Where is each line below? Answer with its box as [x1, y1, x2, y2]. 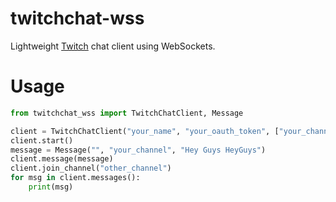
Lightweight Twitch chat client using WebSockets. [10, 40, 216, 52]
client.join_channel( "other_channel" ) [10, 163, 172, 174]
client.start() [10, 135, 74, 146]
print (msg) [28, 182, 74, 192]
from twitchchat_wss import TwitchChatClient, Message [10, 108, 244, 118]
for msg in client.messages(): [10, 173, 141, 183]
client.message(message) [10, 154, 114, 164]
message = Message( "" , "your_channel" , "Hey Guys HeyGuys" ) [10, 145, 267, 155]
